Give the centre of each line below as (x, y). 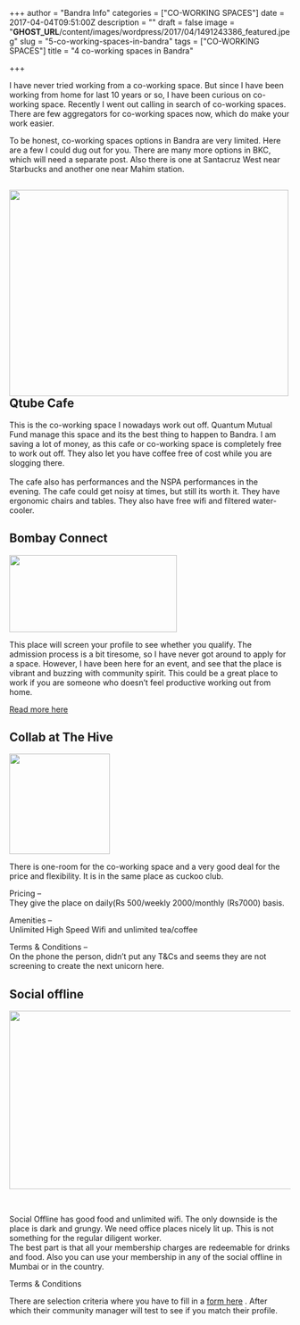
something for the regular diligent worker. (86, 1238)
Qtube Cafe (42, 404)
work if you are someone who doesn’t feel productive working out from (140, 683)
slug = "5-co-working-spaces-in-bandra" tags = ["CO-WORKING (140, 41)
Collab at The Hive (61, 737)
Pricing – (25, 894)
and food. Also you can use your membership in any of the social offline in (146, 1257)
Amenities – (31, 920)
